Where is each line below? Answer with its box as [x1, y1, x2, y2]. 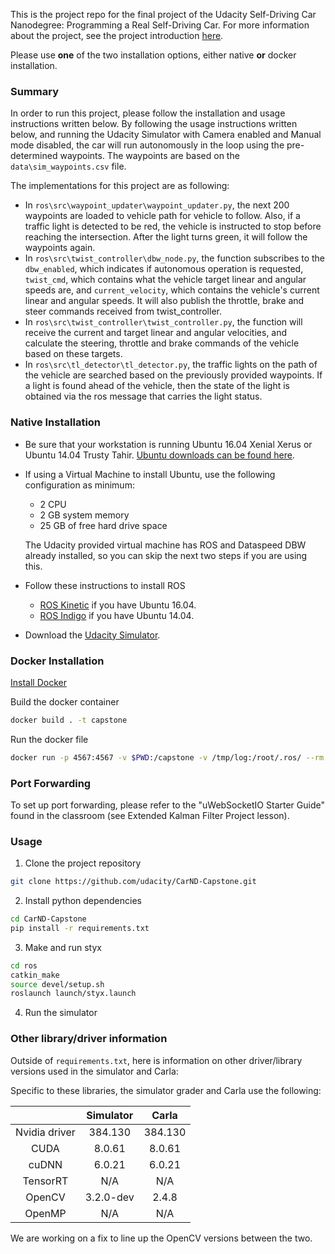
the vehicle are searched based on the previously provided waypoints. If [24, 369, 323, 381]
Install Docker [10, 676, 67, 688]
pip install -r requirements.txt [10, 923, 150, 933]
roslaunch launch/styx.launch [10, 989, 137, 999]
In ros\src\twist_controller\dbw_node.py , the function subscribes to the [24, 252, 325, 264]
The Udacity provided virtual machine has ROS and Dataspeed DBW [24, 539, 307, 551]
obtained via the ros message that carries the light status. [24, 390, 263, 403]
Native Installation [10, 415, 102, 429]
